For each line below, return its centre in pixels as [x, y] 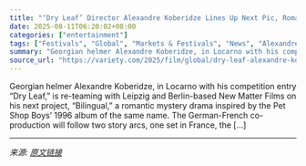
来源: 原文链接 [36, 152]
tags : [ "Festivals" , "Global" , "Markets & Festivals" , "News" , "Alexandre [154, 43]
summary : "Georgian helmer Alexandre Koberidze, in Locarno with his [144, 52]
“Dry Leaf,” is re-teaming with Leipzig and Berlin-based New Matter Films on [153, 96]
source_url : [32, 60]
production [30, 125]
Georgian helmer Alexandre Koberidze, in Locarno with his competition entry [153, 86]
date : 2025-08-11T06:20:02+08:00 [73, 26]
